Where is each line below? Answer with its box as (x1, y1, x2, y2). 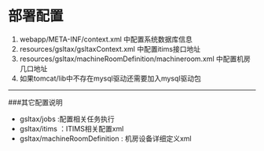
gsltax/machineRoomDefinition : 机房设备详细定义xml (19, 134, 192, 143)
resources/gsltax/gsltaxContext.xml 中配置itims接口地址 (19, 44, 201, 53)
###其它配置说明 (8, 97, 63, 106)
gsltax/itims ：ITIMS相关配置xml (19, 124, 124, 133)
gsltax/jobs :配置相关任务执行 (19, 114, 115, 124)
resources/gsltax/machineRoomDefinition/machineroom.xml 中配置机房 (19, 54, 251, 63)
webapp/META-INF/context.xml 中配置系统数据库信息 (19, 34, 192, 44)
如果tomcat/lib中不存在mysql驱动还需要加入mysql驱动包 (19, 74, 202, 83)
